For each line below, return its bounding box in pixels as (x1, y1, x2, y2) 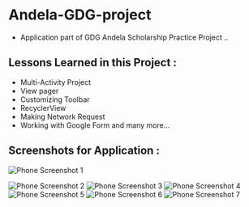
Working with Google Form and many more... (19, 120, 170, 130)
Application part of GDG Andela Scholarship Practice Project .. (19, 32, 229, 42)
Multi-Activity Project (19, 77, 92, 87)
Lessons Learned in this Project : (8, 56, 177, 70)
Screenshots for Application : (8, 144, 161, 158)
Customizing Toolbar (19, 95, 91, 104)
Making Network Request (19, 112, 105, 121)
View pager (19, 86, 59, 95)
